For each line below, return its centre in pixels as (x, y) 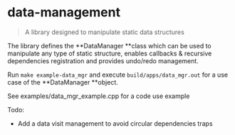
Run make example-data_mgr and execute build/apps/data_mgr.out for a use (118, 75)
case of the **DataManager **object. (63, 82)
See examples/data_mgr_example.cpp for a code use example (99, 96)
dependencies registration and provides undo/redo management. (103, 60)
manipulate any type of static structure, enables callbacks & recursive (110, 53)
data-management (64, 12)
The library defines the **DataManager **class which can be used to (109, 45)
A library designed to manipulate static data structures (105, 32)
